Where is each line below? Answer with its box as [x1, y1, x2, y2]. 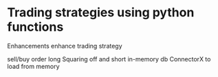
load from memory [7, 62, 60, 70]
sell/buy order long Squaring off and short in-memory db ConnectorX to [7, 55, 211, 63]
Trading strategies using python [7, 5, 195, 20]
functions [7, 19, 64, 35]
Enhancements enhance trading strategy [7, 42, 122, 50]
